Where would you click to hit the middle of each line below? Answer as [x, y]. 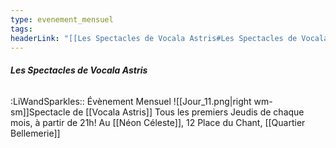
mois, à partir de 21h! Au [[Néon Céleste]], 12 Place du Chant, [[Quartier [158, 122]
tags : [21, 29]
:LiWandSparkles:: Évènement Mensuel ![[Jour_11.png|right [131, 101]
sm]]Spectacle [40, 112]
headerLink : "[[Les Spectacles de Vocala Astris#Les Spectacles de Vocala [169, 38]
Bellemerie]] [35, 133]
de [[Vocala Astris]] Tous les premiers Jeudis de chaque [188, 112]
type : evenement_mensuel [62, 19]
